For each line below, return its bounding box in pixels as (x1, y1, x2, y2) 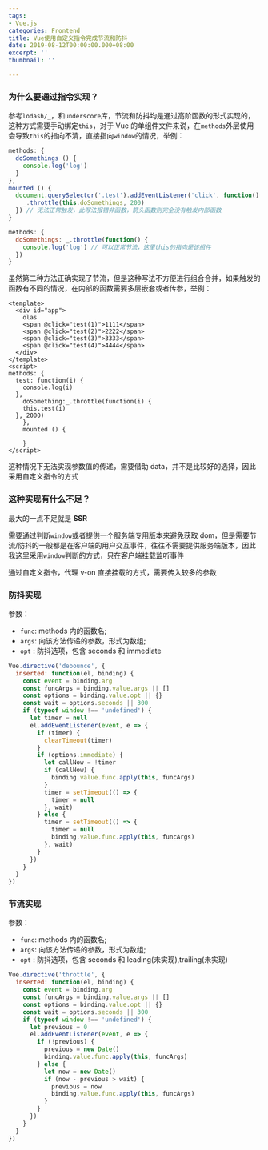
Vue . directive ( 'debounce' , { (8, 662, 106, 670)
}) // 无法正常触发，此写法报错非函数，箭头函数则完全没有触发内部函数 (15, 206, 222, 214)
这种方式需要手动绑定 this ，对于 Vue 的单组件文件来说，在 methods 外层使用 (8, 121, 254, 130)
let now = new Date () (43, 1068, 116, 1076)
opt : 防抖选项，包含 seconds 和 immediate (19, 646, 162, 655)
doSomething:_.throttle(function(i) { (22, 398, 152, 406)
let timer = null (29, 714, 88, 723)
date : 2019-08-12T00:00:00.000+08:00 (8, 42, 134, 50)
